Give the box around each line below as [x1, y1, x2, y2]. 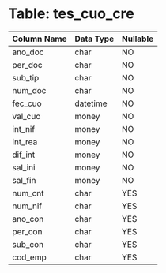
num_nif [12, 200, 43, 211]
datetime [74, 98, 108, 109]
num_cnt [12, 187, 45, 198]
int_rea [12, 136, 38, 147]
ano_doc [12, 47, 44, 58]
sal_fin [12, 174, 36, 185]
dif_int [12, 149, 36, 160]
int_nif [12, 123, 36, 134]
